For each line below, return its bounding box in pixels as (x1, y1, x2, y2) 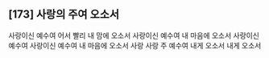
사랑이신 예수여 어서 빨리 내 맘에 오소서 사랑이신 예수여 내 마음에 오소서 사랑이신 (8, 31, 260, 40)
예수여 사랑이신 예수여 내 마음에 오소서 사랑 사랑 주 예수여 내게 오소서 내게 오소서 (8, 40, 262, 50)
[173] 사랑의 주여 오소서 (8, 7, 119, 22)
